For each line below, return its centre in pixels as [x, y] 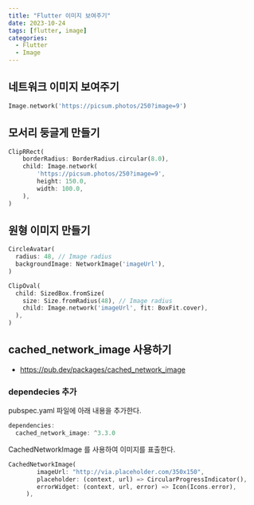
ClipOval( [25, 286]
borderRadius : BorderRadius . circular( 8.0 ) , [96, 159]
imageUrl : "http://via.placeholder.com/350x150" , [121, 471]
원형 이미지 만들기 [49, 230]
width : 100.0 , [60, 188]
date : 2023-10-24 [37, 23]
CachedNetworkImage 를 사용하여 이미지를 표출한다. [92, 449]
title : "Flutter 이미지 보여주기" [60, 16]
